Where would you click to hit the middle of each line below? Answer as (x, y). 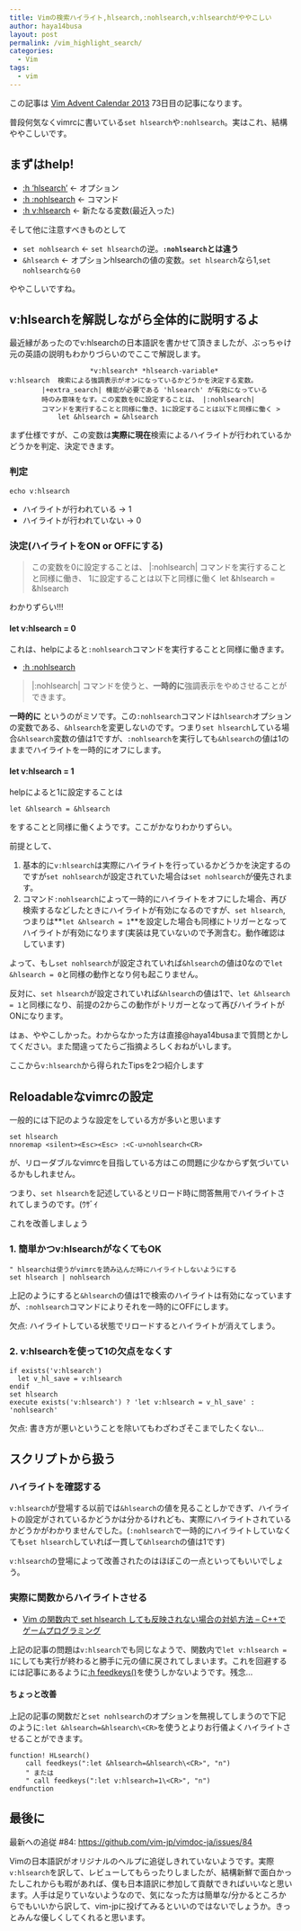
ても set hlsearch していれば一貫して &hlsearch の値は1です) (117, 1542)
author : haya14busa (46, 26)
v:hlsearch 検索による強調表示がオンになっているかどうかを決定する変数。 (133, 381)
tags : (19, 68)
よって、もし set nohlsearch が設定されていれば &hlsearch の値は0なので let (146, 963)
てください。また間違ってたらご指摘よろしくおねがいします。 (123, 1046)
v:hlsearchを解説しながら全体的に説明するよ (134, 319)
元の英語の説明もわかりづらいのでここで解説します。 (107, 354)
